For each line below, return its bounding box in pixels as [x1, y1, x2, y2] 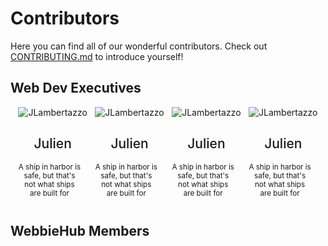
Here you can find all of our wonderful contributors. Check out [10, 40, 268, 52]
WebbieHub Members [10, 222, 150, 239]
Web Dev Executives [10, 80, 142, 97]
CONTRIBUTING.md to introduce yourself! [10, 50, 184, 62]
